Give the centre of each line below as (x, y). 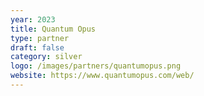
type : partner (40, 38)
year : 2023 (33, 19)
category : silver (46, 57)
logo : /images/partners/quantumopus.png (96, 66)
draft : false (37, 47)
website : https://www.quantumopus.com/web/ (102, 76)
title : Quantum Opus (53, 29)
